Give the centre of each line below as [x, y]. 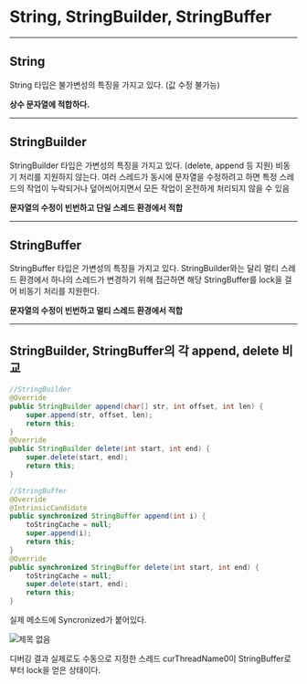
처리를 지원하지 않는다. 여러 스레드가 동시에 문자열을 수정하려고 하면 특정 [148, 176]
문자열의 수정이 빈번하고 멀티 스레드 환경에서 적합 [96, 310]
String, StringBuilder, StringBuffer [141, 17]
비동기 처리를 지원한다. [59, 291]
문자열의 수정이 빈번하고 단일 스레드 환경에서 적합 [96, 207]
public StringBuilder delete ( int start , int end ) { [110, 449]
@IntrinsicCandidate [49, 508]
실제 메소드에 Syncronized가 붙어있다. [79, 620]
